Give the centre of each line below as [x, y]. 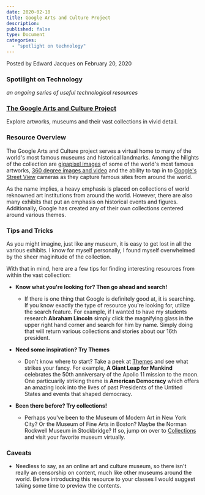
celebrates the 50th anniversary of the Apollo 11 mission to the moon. [111, 375]
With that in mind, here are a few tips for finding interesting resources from [100, 269]
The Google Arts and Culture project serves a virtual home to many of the [99, 151]
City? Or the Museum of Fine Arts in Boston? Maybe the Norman [105, 424]
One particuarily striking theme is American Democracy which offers [112, 381]
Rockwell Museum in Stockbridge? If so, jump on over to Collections [110, 431]
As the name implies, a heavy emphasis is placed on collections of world [98, 189]
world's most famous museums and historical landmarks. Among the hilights [102, 157]
